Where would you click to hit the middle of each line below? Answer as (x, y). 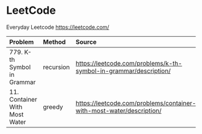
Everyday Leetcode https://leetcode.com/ (58, 27)
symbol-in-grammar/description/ (123, 71)
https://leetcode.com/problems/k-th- (129, 63)
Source (86, 41)
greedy (53, 107)
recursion (57, 67)
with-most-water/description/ (118, 111)
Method (54, 41)
